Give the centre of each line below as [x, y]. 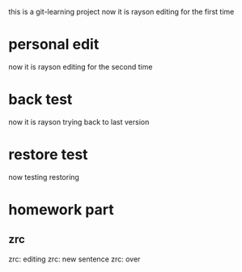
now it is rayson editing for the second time [81, 66]
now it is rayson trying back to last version [79, 121]
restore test [48, 155]
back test [40, 100]
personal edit [54, 45]
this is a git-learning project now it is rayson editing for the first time [121, 12]
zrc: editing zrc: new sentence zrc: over [74, 259]
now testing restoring [44, 176]
